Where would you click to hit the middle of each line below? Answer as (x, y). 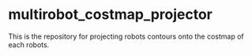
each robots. (29, 44)
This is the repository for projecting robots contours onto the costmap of (126, 36)
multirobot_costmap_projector (111, 15)
